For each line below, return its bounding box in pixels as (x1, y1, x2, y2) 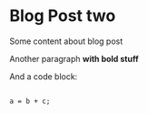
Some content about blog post (9, 36, 123, 47)
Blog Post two (9, 5, 116, 26)
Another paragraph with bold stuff (9, 53, 139, 64)
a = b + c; (9, 97, 51, 106)
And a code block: (9, 70, 78, 82)
